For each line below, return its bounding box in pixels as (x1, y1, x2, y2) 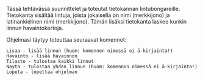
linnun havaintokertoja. (6, 24, 64, 31)
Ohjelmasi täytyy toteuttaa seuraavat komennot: (6, 36, 127, 43)
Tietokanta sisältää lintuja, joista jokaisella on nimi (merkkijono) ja (6, 11, 170, 19)
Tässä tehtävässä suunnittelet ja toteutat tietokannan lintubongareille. (6, 5, 180, 12)
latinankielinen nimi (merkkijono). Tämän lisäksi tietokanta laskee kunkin (6, 18, 187, 25)
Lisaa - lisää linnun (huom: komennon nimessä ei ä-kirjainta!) (6, 48, 173, 54)
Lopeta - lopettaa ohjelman (6, 69, 78, 75)
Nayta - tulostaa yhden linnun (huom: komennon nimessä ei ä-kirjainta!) (6, 63, 198, 70)
